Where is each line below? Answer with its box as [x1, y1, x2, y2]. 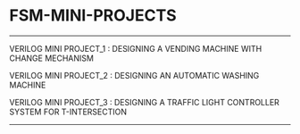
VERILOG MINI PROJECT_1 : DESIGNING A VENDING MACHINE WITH [9, 43, 262, 54]
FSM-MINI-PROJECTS [9, 5, 177, 26]
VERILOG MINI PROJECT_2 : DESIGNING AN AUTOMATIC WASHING [9, 70, 260, 80]
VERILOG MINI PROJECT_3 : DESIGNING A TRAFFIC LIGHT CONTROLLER [9, 96, 279, 107]
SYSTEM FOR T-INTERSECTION [9, 106, 128, 117]
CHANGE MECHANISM [9, 53, 94, 63]
